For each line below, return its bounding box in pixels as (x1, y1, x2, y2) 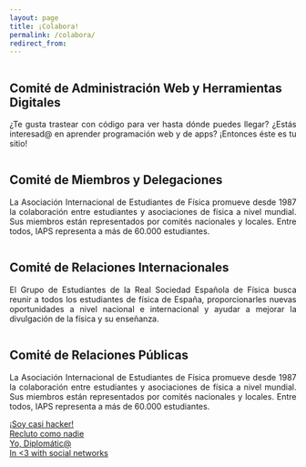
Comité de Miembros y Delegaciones (9, 172, 223, 188)
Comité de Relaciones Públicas (9, 348, 189, 363)
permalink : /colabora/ (9, 30, 96, 39)
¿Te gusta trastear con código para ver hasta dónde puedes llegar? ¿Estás (9, 119, 297, 130)
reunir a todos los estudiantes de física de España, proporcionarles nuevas (9, 293, 297, 305)
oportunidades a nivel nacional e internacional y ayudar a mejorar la (9, 303, 297, 314)
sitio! (9, 138, 28, 149)
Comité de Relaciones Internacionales (9, 260, 229, 276)
